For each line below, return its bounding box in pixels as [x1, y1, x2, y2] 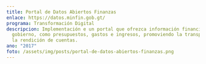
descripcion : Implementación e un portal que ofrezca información [6, 26, 180, 32]
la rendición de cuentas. [12, 37, 78, 43]
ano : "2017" [6, 43, 37, 49]
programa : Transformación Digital [6, 20, 95, 26]
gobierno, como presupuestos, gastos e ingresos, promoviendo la [12, 32, 183, 38]
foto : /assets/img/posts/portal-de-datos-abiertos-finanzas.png [6, 49, 174, 55]
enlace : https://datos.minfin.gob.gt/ [6, 15, 105, 21]
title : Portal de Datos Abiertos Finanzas [6, 9, 116, 15]
